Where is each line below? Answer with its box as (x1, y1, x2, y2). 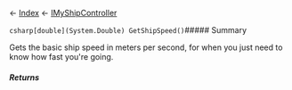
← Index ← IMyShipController (9, 8, 118, 18)
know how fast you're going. (9, 52, 114, 61)
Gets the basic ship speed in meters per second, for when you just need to (9, 42, 283, 53)
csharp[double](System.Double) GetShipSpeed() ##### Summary (9, 25, 247, 35)
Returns (9, 71, 40, 83)
